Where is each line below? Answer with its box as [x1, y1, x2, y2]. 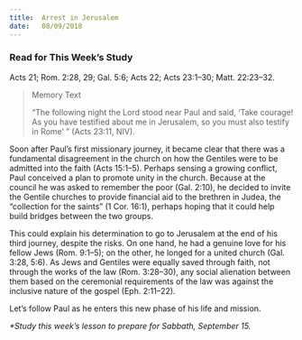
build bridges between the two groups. [9, 210, 153, 221]
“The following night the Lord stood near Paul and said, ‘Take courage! [31, 106, 294, 117]
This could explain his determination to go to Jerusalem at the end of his [9, 227, 278, 239]
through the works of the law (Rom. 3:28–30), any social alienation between [9, 266, 291, 277]
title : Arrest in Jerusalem [9, 13, 119, 23]
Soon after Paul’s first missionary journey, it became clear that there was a [9, 143, 286, 154]
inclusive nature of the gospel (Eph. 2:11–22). [9, 285, 176, 296]
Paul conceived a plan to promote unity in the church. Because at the [9, 172, 266, 183]
